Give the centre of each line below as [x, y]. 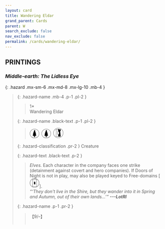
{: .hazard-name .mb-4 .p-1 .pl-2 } [52, 97]
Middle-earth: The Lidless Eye [42, 76]
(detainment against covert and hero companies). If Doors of [91, 170]
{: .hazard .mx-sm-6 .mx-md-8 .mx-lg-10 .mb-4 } [55, 87]
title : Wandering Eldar [30, 16]
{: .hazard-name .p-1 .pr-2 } [45, 206]
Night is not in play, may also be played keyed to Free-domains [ [95, 176]
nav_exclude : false [25, 37]
